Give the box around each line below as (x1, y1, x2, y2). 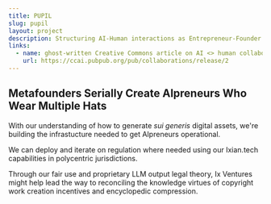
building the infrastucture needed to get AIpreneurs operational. (8, 129, 221, 139)
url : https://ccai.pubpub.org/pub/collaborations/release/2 (23, 57, 229, 65)
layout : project (8, 27, 63, 35)
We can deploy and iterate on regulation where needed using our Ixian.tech (8, 144, 259, 154)
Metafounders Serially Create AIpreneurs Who (8, 86, 248, 101)
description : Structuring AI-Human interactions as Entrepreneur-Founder (8, 34, 262, 43)
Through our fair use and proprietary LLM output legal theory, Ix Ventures (8, 169, 252, 178)
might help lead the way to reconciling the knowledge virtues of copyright (8, 177, 254, 187)
